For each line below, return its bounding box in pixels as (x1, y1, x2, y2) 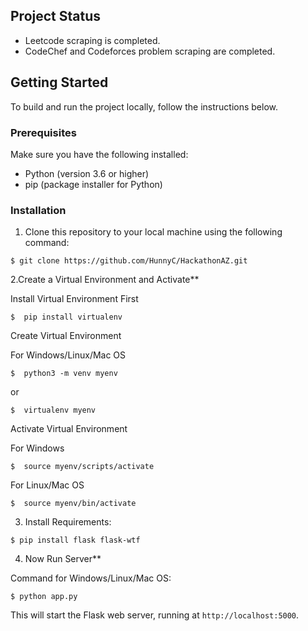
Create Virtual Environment (10, 330, 122, 342)
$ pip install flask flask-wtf (10, 535, 141, 546)
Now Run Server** (24, 553, 102, 565)
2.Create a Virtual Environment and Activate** (10, 274, 200, 286)
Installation (10, 203, 67, 217)
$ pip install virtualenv (10, 312, 123, 323)
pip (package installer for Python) (24, 178, 163, 190)
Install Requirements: (24, 516, 112, 528)
